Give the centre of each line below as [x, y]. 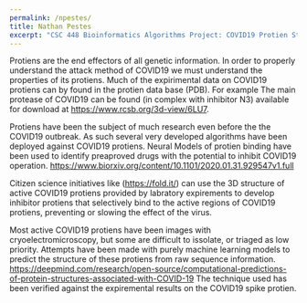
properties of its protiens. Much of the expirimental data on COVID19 [138, 80]
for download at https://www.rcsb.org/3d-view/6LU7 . [110, 110]
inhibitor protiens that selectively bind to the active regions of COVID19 [143, 203]
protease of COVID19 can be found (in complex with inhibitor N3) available [149, 99]
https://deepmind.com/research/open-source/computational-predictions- [148, 269]
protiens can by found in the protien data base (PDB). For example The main [153, 90]
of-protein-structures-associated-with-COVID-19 [102, 278]
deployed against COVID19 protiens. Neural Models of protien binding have [151, 146]
